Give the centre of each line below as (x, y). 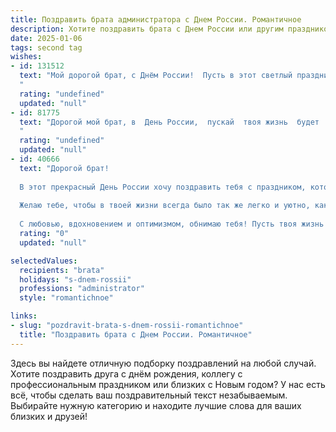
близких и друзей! (49, 416)
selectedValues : (44, 261)
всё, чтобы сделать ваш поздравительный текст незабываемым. (149, 395)
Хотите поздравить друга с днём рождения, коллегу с (126, 373)
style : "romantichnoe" (66, 298)
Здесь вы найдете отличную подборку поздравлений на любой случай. (163, 363)
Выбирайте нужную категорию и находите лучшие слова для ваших (156, 405)
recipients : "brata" (62, 270)
